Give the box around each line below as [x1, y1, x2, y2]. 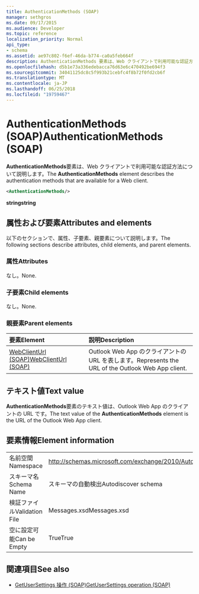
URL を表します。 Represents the [88, 356, 179, 365]
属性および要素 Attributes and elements [6, 217, 152, 228]
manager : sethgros [6, 14, 52, 20]
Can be [15, 535, 36, 543]
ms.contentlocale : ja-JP [6, 81, 68, 87]
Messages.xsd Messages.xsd [48, 506, 129, 514]
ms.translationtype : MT [6, 75, 65, 81]
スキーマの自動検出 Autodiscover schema [48, 479, 163, 488]
